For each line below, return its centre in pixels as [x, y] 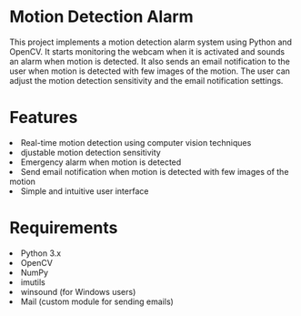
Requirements [64, 228]
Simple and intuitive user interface [85, 191]
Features [44, 118]
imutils [33, 282]
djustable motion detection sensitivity [91, 152]
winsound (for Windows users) [79, 291]
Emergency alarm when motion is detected [101, 162]
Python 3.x [41, 253]
